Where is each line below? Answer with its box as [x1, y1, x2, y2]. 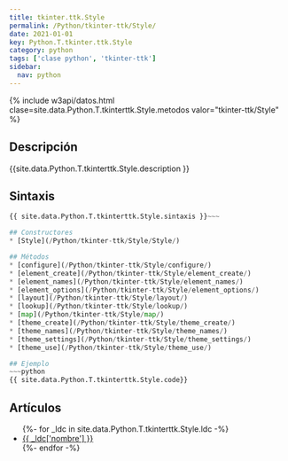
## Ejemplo [9, 359, 50, 368]
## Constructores [9, 228, 74, 238]
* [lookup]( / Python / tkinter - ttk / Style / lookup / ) [9, 302, 189, 311]
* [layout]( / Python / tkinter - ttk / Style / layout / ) [9, 293, 189, 302]
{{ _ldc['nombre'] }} [21, 433, 94, 443]
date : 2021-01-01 [9, 29, 74, 38]
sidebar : [9, 63, 42, 72]
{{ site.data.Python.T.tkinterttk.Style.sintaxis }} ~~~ [9, 212, 220, 222]
